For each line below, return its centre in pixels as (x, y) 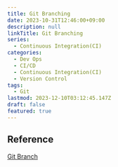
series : (19, 40)
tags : (15, 85)
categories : (25, 53)
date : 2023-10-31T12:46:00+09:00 (56, 20)
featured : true (29, 111)
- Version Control (41, 79)
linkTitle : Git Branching (45, 33)
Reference (31, 139)
